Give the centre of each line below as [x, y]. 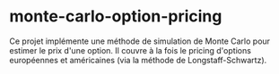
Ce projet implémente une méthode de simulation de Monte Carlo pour [140, 41]
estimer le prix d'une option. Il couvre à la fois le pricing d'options [130, 50]
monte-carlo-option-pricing [116, 16]
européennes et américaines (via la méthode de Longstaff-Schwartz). [138, 60]
